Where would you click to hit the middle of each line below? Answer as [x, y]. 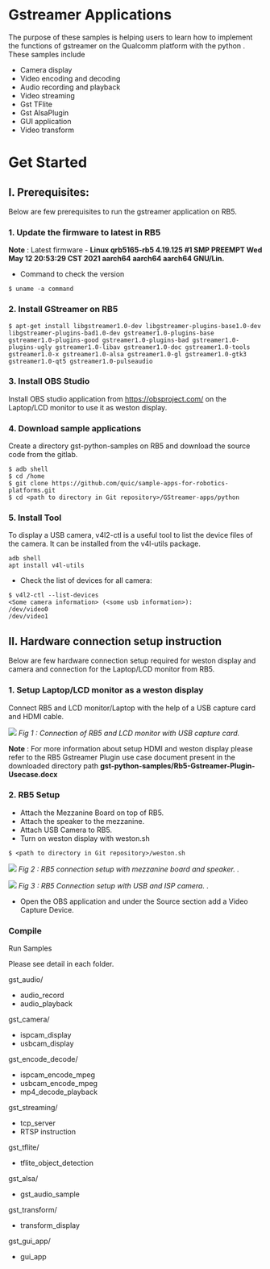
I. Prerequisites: [49, 192]
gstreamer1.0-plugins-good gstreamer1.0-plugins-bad [99, 340]
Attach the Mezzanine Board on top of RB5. [92, 813]
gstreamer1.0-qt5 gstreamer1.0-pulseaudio [81, 361]
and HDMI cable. [36, 716]
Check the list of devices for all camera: [86, 580]
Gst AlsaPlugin [44, 112]
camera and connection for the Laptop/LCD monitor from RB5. [112, 669]
